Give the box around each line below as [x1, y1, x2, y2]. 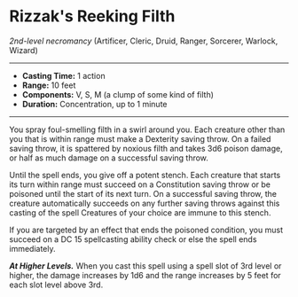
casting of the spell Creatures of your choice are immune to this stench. [9, 207, 271, 218]
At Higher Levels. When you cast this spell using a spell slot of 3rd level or [9, 260, 282, 271]
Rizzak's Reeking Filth [9, 6, 176, 27]
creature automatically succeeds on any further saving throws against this [9, 198, 280, 208]
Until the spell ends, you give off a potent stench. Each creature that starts [9, 169, 281, 180]
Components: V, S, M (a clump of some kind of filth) [21, 89, 215, 99]
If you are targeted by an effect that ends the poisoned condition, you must [9, 224, 284, 235]
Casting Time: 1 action [21, 70, 106, 81]
